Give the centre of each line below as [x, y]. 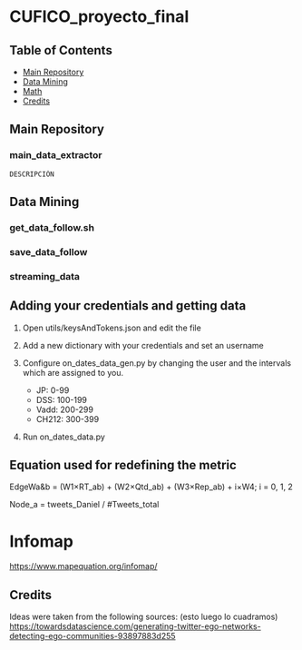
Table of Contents [61, 50]
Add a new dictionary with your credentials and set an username [143, 345]
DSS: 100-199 [62, 399]
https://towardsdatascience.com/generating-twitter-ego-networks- [135, 626]
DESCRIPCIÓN [32, 174]
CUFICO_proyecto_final [99, 17]
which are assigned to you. [73, 372]
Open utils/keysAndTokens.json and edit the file [112, 328]
